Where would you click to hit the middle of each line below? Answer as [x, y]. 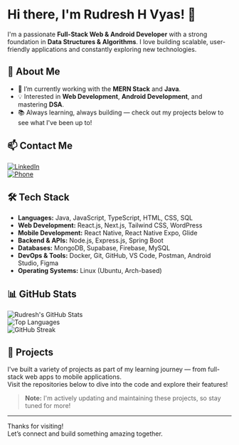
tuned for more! [48, 406]
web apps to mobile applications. [73, 377]
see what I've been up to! [55, 122]
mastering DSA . [41, 104]
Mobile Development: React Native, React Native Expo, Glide [107, 233]
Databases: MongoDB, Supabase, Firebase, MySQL [94, 248]
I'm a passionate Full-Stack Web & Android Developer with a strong [107, 34]
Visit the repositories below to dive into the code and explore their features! [118, 384]
